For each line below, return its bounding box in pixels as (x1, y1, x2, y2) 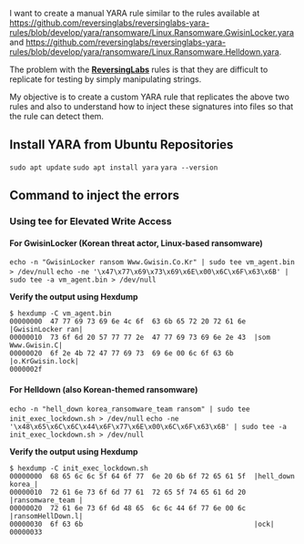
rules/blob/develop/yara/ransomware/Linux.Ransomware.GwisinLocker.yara (9, 27, 294, 37)
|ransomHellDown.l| (9, 511, 84, 520)
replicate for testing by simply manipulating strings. (9, 74, 202, 85)
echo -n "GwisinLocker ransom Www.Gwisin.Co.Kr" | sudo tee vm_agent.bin (9, 258, 296, 267)
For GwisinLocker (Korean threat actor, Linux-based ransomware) (9, 237, 264, 249)
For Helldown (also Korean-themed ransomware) (9, 384, 198, 395)
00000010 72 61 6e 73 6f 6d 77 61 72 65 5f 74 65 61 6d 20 (9, 488, 247, 497)
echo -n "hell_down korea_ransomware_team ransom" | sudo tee (9, 405, 250, 414)
